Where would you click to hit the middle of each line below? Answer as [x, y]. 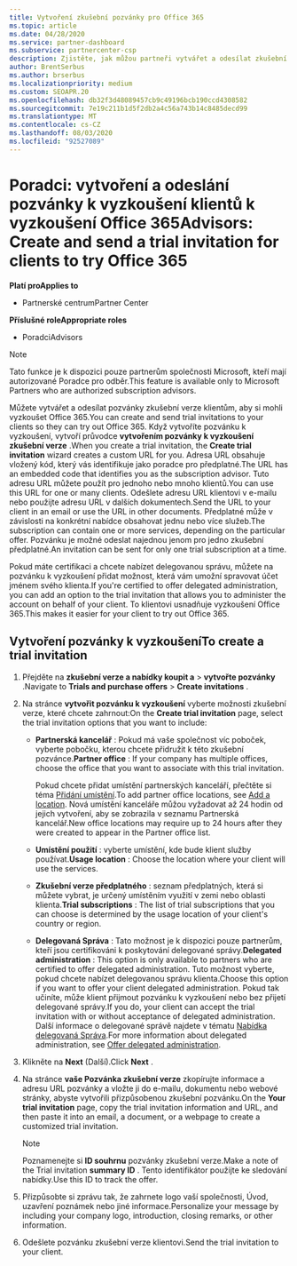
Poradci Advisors [52, 337]
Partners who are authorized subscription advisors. [103, 390]
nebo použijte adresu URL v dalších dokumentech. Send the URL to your [140, 502]
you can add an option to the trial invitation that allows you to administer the [148, 594]
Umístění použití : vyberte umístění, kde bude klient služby [143, 849]
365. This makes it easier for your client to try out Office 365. [119, 613]
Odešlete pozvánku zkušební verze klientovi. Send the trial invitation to [150, 1242]
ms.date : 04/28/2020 [47, 34]
